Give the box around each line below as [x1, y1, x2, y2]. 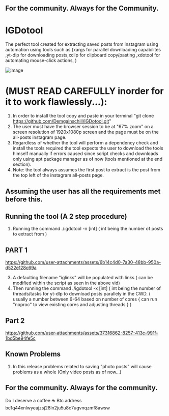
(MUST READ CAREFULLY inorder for [5, 85, 164, 97]
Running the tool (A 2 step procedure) [5, 212, 127, 221]
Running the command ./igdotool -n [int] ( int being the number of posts [12, 226, 163, 232]
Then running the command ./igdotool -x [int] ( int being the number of [12, 285, 161, 291]
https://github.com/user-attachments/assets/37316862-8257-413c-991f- [5, 330, 158, 336]
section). [12, 161, 32, 167]
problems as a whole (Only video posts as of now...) [12, 369, 122, 375]
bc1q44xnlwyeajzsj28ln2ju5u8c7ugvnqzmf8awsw [5, 404, 110, 411]
